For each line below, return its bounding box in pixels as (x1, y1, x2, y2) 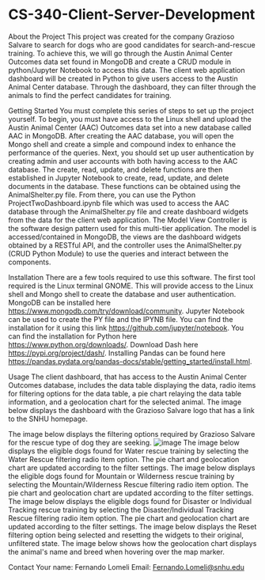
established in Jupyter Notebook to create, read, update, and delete (8, 172, 229, 183)
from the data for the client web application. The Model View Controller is (8, 215, 248, 225)
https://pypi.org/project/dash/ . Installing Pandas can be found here (8, 348, 225, 358)
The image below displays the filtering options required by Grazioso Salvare (8, 429, 256, 438)
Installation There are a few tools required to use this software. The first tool (8, 272, 256, 282)
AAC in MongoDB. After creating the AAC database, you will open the (8, 131, 234, 140)
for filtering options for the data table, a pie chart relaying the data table (8, 389, 242, 398)
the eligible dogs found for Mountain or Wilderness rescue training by (8, 471, 235, 480)
